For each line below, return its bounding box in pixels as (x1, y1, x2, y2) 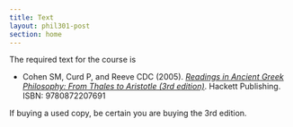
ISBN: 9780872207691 (22, 90, 106, 101)
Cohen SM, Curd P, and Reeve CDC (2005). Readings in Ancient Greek (22, 72, 285, 82)
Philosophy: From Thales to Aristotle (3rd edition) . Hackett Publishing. (22, 81, 281, 92)
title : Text (9, 13, 54, 22)
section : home (9, 30, 63, 38)
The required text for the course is (9, 55, 137, 65)
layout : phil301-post (9, 21, 91, 30)
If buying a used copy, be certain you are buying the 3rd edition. (9, 108, 247, 119)
